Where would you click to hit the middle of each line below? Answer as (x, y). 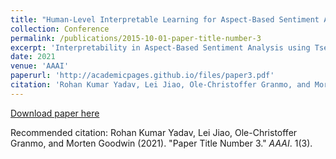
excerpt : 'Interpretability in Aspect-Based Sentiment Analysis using (160, 47)
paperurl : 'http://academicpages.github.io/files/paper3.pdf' (142, 76)
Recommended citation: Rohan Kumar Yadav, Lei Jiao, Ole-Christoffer (154, 132)
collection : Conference (60, 29)
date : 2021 (33, 57)
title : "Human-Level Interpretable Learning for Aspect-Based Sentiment (165, 19)
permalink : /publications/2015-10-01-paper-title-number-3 (136, 38)
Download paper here (55, 113)
